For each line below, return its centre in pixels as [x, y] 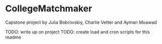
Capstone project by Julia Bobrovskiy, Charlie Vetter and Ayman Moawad [81, 22]
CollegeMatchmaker [49, 9]
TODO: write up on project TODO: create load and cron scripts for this [77, 32]
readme [13, 37]
